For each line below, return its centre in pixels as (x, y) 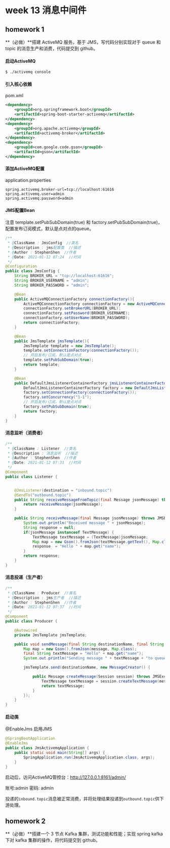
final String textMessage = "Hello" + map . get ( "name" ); (83, 654)
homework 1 (25, 29)
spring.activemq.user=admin (35, 194)
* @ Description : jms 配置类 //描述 (44, 248)
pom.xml (14, 96)
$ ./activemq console (28, 72)
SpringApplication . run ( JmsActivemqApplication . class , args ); (89, 757)
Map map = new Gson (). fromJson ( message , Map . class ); (80, 649)
